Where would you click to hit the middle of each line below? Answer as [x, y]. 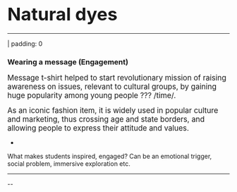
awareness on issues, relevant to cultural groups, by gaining [112, 87]
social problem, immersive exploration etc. [69, 164]
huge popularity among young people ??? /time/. [92, 96]
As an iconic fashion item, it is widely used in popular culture [113, 111]
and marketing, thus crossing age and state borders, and [106, 119]
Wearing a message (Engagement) [68, 61]
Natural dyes [62, 14]
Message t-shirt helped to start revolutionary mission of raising [117, 78]
